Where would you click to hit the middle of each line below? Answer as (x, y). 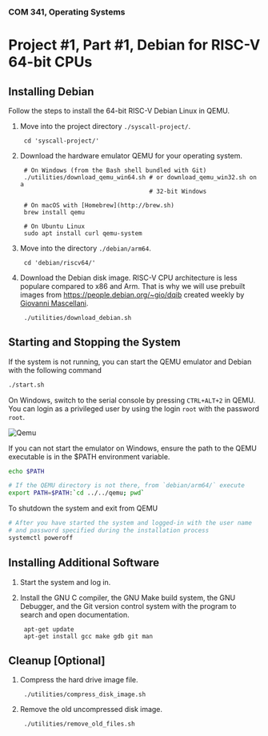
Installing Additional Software (84, 563)
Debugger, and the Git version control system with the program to (128, 606)
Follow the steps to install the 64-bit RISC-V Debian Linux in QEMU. (119, 110)
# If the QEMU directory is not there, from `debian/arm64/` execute (127, 486)
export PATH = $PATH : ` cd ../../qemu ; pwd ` (77, 493)
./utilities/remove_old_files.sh (79, 724)
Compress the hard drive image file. (79, 680)
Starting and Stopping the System (95, 342)
